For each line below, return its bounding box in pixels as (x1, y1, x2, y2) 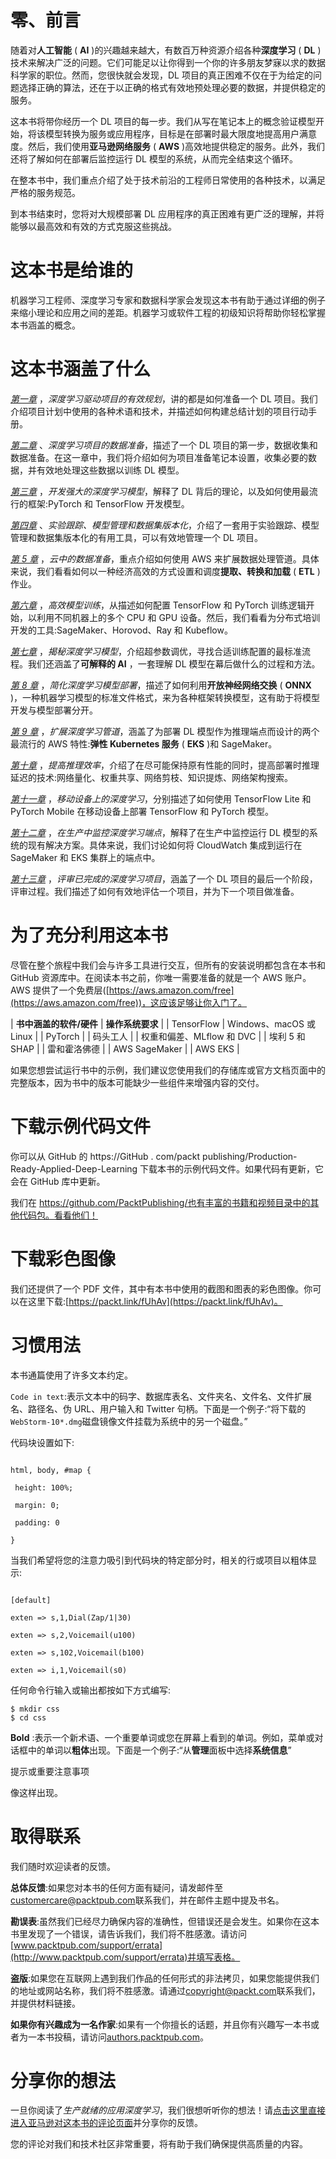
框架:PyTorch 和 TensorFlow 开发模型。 (27, 497, 190, 510)
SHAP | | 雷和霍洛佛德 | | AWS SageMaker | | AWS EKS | (10, 1042, 240, 1055)
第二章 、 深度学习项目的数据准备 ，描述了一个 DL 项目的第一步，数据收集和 (10, 439, 318, 451)
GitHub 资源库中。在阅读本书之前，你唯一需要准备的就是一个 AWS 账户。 (10, 971, 312, 983)
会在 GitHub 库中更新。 (10, 1175, 106, 1187)
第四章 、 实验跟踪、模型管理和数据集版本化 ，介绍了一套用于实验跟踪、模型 (10, 519, 320, 531)
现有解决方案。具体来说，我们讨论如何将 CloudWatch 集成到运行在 (27, 839, 303, 851)
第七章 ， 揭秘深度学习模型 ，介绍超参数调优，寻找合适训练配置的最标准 (10, 645, 302, 657)
